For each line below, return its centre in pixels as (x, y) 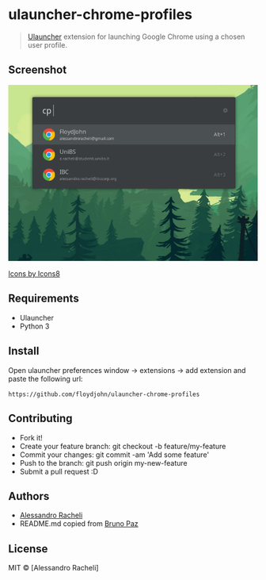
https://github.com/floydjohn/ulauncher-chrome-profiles (104, 394)
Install (24, 351)
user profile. (47, 44)
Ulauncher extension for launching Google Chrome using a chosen (136, 36)
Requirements (44, 299)
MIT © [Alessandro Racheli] (53, 568)
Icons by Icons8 (34, 274)
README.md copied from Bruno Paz (79, 524)
